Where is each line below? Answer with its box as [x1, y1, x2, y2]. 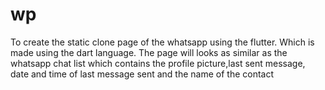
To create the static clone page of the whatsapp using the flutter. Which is [10, 36, 315, 48]
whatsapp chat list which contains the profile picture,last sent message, [10, 57, 306, 69]
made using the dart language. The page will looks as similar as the [10, 46, 288, 58]
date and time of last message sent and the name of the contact [10, 68, 275, 80]
